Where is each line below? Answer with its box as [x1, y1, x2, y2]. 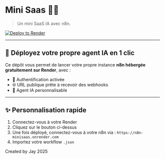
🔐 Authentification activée [12, 76, 65, 82]
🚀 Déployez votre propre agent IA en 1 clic [5, 49, 135, 57]
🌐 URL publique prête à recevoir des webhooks [12, 82, 109, 88]
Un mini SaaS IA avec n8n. [17, 21, 71, 26]
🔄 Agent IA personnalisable [12, 87, 67, 93]
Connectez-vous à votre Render [12, 119, 78, 125]
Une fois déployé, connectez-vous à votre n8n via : [12, 129, 116, 135]
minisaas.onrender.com [12, 135, 59, 139]
